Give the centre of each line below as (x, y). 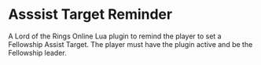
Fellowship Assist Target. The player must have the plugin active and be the (130, 44)
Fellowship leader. (37, 52)
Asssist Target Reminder (90, 14)
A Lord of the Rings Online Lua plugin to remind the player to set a (115, 36)
